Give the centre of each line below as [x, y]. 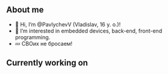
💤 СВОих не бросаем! [44, 43]
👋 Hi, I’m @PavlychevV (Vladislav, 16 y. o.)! [68, 24]
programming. [33, 37]
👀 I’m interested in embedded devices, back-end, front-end [89, 31]
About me [25, 10]
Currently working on [47, 63]
